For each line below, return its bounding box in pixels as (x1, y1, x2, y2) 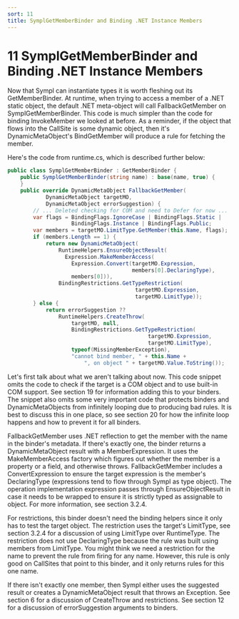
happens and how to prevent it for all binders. (7, 418, 141, 426)
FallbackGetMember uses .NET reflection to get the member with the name (7, 431, 228, 440)
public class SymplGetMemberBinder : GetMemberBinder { (7, 167, 177, 175)
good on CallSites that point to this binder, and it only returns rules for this (7, 559, 225, 568)
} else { (33, 300, 59, 307)
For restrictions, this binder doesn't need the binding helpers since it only (7, 513, 223, 522)
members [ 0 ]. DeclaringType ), (131, 267, 215, 274)
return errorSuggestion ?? (45, 306, 126, 314)
